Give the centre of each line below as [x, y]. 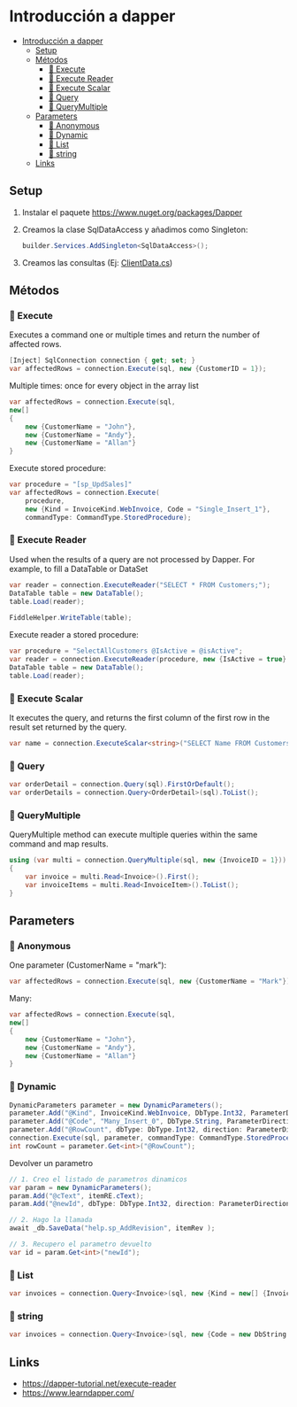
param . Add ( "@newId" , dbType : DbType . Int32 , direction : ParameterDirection [150, 1204]
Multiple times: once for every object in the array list [104, 386]
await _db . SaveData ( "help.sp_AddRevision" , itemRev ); [112, 1228]
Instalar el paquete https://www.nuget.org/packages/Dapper [132, 212]
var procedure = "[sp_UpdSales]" [71, 484]
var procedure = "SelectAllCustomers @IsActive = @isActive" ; [126, 651]
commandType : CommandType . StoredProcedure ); [108, 517]
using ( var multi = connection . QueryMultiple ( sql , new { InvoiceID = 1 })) [148, 861]
